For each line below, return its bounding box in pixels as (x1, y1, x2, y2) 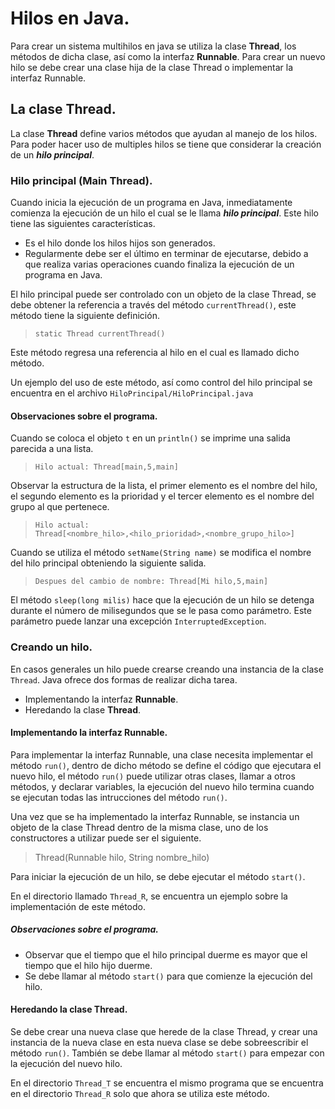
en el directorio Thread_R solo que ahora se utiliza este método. (10, 1087, 270, 1099)
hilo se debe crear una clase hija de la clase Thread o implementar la (10, 61, 294, 73)
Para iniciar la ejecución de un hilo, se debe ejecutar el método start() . (10, 870, 306, 882)
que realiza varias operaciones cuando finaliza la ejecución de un (24, 258, 295, 271)
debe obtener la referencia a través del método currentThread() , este (10, 299, 297, 311)
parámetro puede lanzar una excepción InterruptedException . (10, 615, 267, 627)
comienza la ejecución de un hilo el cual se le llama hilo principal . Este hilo (10, 207, 319, 219)
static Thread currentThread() (34, 329, 166, 339)
